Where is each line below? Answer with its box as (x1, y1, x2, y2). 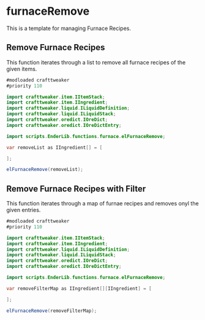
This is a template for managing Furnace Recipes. (6, 25, 132, 32)
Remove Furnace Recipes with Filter (6, 183, 146, 194)
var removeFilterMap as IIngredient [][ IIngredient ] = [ (6, 285, 152, 292)
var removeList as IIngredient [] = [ (6, 144, 103, 151)
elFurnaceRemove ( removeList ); (6, 167, 84, 173)
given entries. (6, 207, 41, 214)
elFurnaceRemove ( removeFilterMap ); (6, 308, 97, 314)
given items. (6, 65, 37, 72)
